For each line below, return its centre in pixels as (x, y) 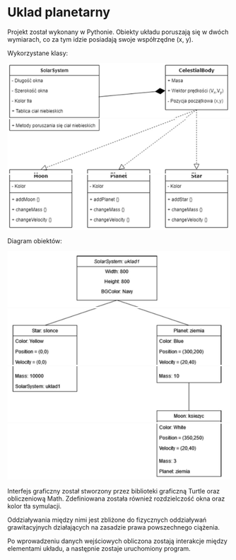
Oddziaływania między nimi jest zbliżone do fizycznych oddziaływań (107, 520)
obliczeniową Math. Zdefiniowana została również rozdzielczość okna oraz (116, 498)
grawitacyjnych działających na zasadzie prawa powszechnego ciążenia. (114, 527)
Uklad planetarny (59, 12)
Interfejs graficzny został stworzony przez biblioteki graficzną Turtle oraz (114, 491)
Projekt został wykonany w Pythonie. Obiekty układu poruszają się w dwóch (118, 32)
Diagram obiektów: (35, 241)
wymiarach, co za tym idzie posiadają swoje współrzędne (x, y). (100, 39)
